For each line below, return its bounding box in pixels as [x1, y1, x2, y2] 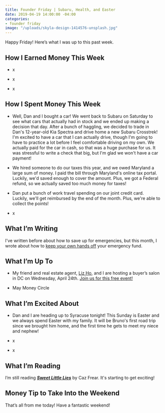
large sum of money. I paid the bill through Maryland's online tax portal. [12, 170, 158, 176]
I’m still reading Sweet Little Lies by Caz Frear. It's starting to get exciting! [5, 375, 155, 380]
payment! [12, 155, 32, 161]
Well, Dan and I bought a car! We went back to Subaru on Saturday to [12, 113, 153, 119]
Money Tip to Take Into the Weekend [5, 389, 120, 398]
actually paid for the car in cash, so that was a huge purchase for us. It [12, 144, 156, 151]
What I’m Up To [5, 257, 53, 265]
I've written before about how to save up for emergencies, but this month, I [5, 238, 157, 244]
